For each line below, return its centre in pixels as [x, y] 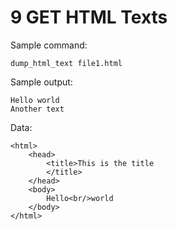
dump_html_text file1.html [66, 63]
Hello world [35, 100]
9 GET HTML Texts [89, 17]
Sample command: [49, 45]
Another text [37, 109]
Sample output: [41, 82]
